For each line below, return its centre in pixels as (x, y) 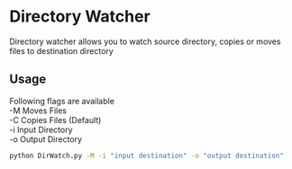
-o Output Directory (46, 139)
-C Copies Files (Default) (55, 120)
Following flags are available (62, 101)
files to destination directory (62, 50)
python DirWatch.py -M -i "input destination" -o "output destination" (146, 156)
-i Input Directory (41, 129)
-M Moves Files (38, 111)
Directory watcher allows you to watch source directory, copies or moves (145, 41)
